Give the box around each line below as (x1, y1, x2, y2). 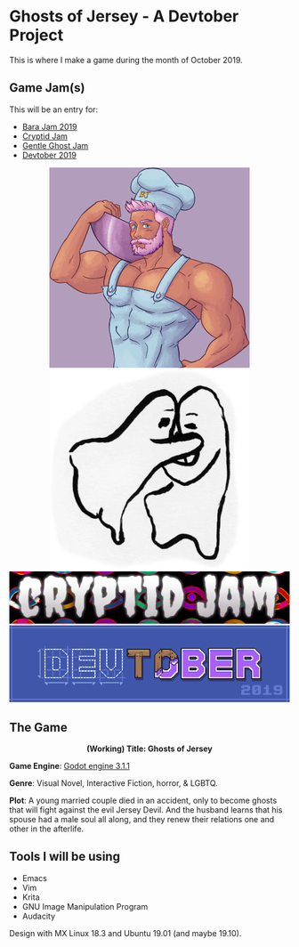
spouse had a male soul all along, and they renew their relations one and (9, 813, 275, 824)
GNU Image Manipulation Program (21, 901, 149, 911)
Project (9, 25, 64, 45)
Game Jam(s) (9, 80, 85, 95)
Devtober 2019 (21, 150, 77, 160)
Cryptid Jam (21, 131, 69, 142)
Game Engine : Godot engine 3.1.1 (9, 760, 131, 771)
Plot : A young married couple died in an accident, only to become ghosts (9, 795, 278, 805)
